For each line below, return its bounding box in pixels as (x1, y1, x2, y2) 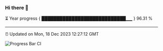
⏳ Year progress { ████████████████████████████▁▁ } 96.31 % (5, 15, 153, 21)
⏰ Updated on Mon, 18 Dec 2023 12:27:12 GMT (5, 31, 99, 37)
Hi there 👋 (5, 4, 29, 11)
